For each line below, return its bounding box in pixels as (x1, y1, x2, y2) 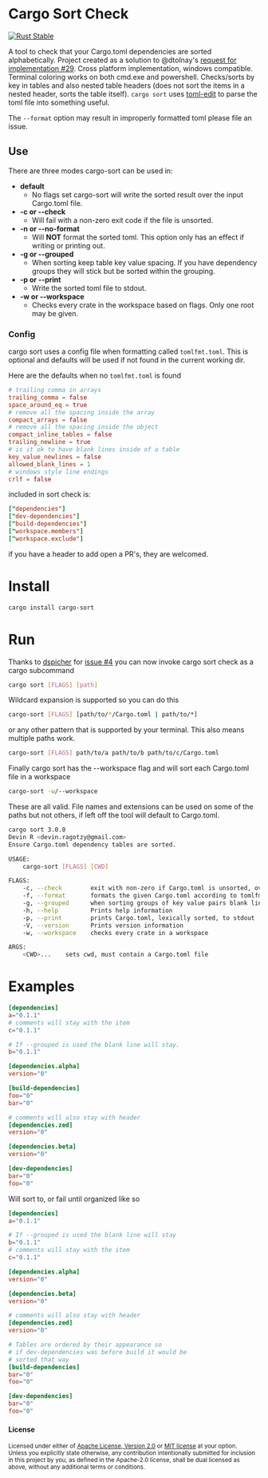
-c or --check (19, 207, 66, 216)
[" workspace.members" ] (8, 528, 84, 536)
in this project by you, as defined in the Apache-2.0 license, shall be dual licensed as (8, 1456, 241, 1464)
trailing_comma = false (8, 393, 88, 402)
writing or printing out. (31, 240, 105, 250)
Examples (8, 977, 75, 996)
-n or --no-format (19, 224, 80, 233)
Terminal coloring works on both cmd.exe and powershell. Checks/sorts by (8, 72, 255, 81)
